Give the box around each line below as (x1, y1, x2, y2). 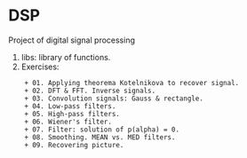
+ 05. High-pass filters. (24, 109, 121, 118)
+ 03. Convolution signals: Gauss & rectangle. (24, 94, 203, 103)
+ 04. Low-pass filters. (24, 101, 116, 111)
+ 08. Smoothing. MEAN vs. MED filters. (24, 132, 176, 142)
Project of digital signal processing (8, 35, 135, 45)
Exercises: (20, 61, 60, 72)
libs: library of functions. (20, 51, 111, 62)
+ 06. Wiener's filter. (24, 117, 113, 126)
